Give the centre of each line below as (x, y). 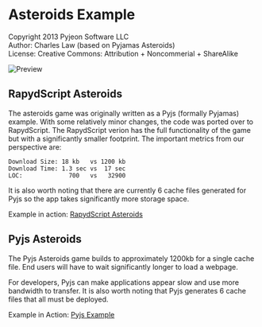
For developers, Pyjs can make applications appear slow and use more (124, 282)
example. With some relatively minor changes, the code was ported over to (131, 122)
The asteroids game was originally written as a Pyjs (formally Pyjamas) (124, 113)
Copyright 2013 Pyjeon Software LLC (69, 37)
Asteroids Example (72, 15)
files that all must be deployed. (58, 299)
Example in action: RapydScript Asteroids (75, 214)
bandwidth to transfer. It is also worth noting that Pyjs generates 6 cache (127, 290)
